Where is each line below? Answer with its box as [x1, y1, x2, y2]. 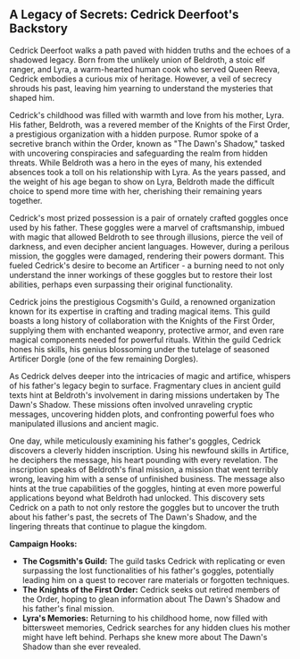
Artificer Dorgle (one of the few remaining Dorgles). [9, 353, 199, 364]
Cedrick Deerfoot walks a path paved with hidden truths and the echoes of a [9, 45, 291, 55]
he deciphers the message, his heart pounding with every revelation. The [9, 454, 279, 465]
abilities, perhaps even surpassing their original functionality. [9, 279, 234, 290]
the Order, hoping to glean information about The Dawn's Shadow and [21, 594, 281, 604]
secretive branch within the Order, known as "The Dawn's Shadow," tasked [9, 138, 286, 148]
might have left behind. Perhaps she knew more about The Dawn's [21, 631, 268, 642]
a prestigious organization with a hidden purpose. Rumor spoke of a [9, 129, 259, 139]
